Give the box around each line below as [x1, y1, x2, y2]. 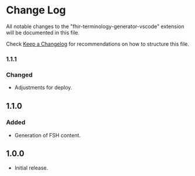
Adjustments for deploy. [14, 84, 72, 91]
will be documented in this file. [6, 29, 80, 36]
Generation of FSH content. [14, 132, 81, 139]
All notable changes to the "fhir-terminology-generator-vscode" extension [6, 23, 184, 30]
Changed [6, 71, 33, 79]
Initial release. [14, 164, 48, 171]
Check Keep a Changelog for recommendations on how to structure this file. [6, 40, 190, 47]
